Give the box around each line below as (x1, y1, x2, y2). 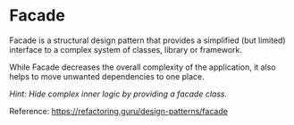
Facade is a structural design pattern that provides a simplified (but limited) (9, 35, 286, 46)
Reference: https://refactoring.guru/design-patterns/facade (9, 105, 228, 116)
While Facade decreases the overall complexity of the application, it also (9, 62, 276, 72)
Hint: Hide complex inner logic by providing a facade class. (9, 88, 228, 99)
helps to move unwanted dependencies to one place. (9, 71, 206, 81)
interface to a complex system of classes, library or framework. (9, 44, 243, 54)
